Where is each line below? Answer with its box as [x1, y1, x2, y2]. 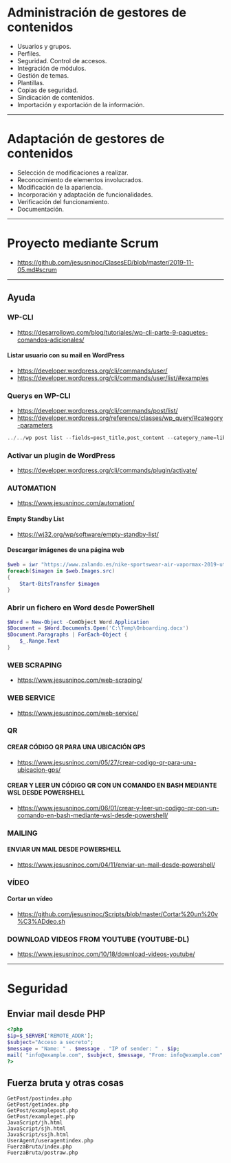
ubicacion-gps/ [16, 765, 61, 774]
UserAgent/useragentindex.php [7, 1138, 94, 1144]
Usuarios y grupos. [16, 42, 71, 50]
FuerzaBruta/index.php [7, 1143, 72, 1151]
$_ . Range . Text [19, 638, 60, 645]
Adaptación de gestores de [7, 131, 165, 147]
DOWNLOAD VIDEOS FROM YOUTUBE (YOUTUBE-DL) [7, 935, 190, 944]
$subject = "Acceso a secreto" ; [7, 1039, 94, 1046]
